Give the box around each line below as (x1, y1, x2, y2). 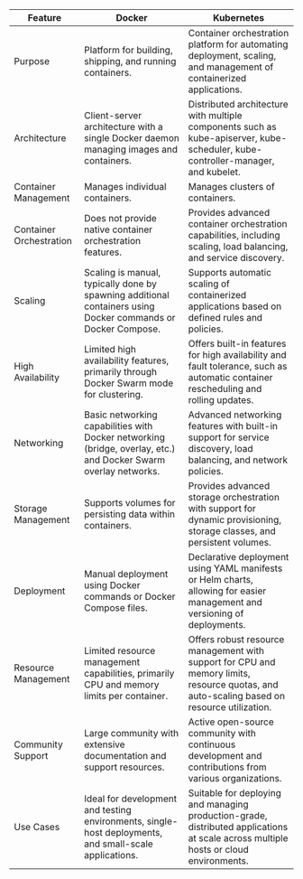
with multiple (188, 109, 243, 121)
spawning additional (84, 289, 170, 301)
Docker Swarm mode (84, 377, 174, 389)
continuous (188, 738, 236, 751)
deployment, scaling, (188, 50, 277, 61)
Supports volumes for (84, 497, 176, 509)
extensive (84, 738, 125, 751)
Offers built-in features (188, 338, 287, 350)
